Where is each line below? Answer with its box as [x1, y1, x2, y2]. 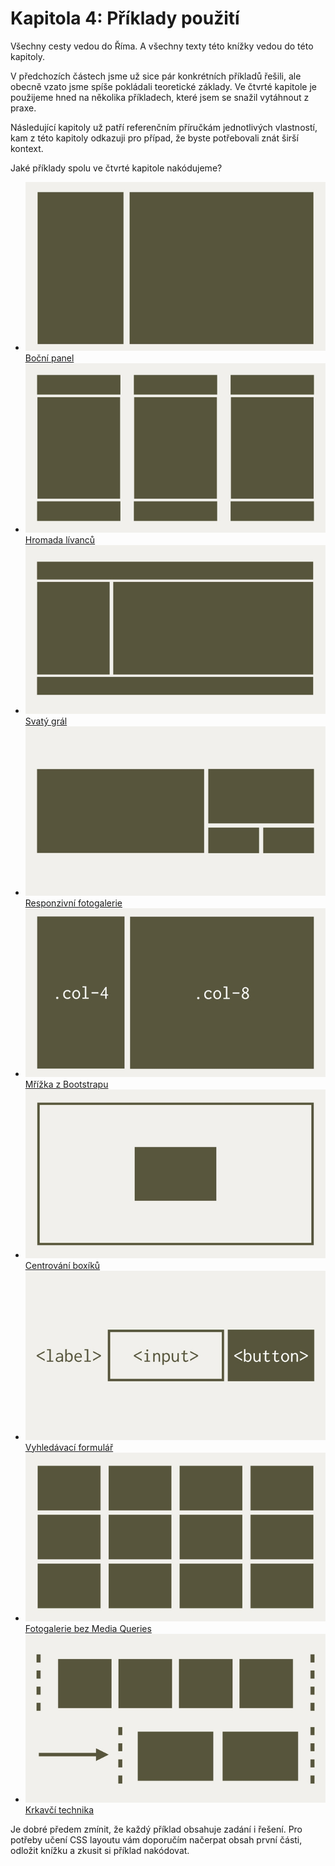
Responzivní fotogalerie [24, 897, 123, 909]
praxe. [10, 102, 37, 114]
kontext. [10, 142, 44, 154]
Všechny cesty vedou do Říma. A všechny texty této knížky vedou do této [10, 40, 314, 52]
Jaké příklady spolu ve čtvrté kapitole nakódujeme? [10, 162, 223, 174]
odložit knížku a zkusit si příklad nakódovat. [10, 1845, 190, 1857]
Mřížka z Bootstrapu [24, 1078, 109, 1090]
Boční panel [24, 352, 75, 364]
